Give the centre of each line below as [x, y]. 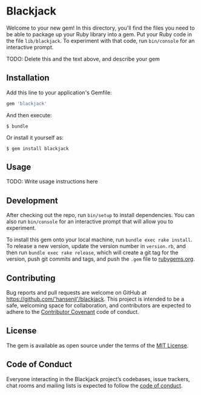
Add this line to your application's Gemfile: [59, 93]
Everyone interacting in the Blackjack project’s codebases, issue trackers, [98, 379]
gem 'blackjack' [27, 103]
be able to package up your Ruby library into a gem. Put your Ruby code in [99, 34]
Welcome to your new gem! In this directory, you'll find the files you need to [100, 28]
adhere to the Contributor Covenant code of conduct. [73, 312]
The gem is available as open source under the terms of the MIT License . [97, 345]
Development [32, 201]
